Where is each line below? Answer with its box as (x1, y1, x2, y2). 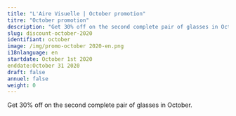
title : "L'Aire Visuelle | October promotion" (7, 10, 146, 17)
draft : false (7, 68, 46, 75)
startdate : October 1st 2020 (7, 56, 93, 63)
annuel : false (7, 75, 49, 82)
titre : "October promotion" (7, 17, 90, 24)
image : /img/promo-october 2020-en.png (7, 43, 124, 50)
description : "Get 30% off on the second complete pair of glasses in (7, 23, 218, 30)
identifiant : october (7, 36, 71, 43)
